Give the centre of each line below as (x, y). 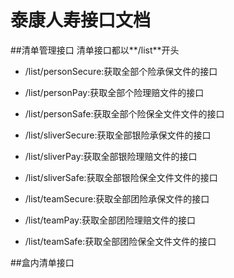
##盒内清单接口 (42, 262)
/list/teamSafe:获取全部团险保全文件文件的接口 (120, 241)
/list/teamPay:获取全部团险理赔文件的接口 (110, 220)
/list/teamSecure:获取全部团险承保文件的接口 (117, 198)
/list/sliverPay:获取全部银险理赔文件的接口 (111, 156)
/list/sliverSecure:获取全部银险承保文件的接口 (118, 135)
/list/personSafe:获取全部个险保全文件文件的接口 (124, 113)
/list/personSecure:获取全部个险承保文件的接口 (121, 71)
